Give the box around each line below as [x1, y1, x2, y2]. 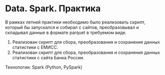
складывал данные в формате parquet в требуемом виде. [5, 29, 127, 35]
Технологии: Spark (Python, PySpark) [5, 64, 83, 70]
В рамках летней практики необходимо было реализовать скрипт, [5, 19, 146, 25]
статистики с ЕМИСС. [12, 44, 59, 50]
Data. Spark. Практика [5, 3, 101, 14]
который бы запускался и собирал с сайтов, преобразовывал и [5, 24, 139, 30]
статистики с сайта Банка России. [12, 54, 85, 60]
